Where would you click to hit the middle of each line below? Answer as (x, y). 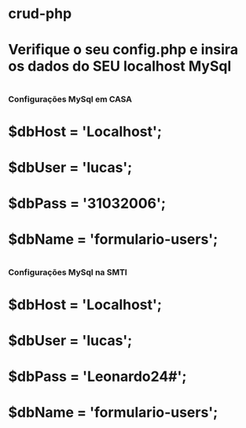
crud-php (40, 14)
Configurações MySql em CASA (70, 99)
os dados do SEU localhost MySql (120, 66)
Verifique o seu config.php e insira (123, 50)
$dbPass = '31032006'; (87, 203)
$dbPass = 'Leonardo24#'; (97, 376)
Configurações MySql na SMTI (68, 272)
